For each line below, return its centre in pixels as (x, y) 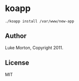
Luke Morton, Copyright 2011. (34, 47)
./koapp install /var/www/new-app (40, 21)
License (17, 63)
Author (16, 36)
